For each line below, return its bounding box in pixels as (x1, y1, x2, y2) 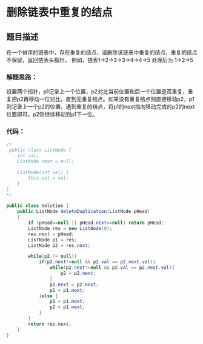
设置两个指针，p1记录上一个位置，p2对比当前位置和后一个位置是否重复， (6, 88, 188, 95)
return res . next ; (28, 321, 72, 327)
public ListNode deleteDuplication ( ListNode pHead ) (17, 209, 150, 215)
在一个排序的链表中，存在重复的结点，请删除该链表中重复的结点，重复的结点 (6, 49, 198, 56)
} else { (38, 292, 59, 299)
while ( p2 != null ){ (28, 253, 78, 260)
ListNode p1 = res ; (28, 237, 78, 243)
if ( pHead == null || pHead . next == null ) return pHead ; (28, 220, 164, 226)
